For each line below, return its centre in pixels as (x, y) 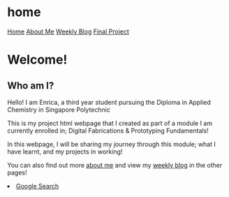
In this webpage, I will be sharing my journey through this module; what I (112, 144)
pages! (17, 173)
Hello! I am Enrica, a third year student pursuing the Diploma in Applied (109, 102)
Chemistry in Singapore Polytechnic (59, 110)
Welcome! (37, 60)
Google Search (38, 186)
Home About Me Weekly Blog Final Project (68, 31)
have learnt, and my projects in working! (65, 152)
